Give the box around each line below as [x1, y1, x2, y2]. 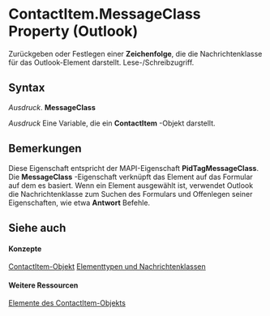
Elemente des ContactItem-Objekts [8, 298, 126, 308]
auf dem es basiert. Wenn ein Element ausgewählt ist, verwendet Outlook [8, 180, 254, 190]
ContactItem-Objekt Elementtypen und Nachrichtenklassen [8, 262, 207, 271]
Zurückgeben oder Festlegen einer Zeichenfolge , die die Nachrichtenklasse [8, 49, 263, 58]
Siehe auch [8, 220, 66, 235]
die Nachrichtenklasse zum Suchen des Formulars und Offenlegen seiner [8, 189, 253, 199]
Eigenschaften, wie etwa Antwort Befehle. [8, 198, 151, 207]
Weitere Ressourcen [8, 280, 79, 290]
